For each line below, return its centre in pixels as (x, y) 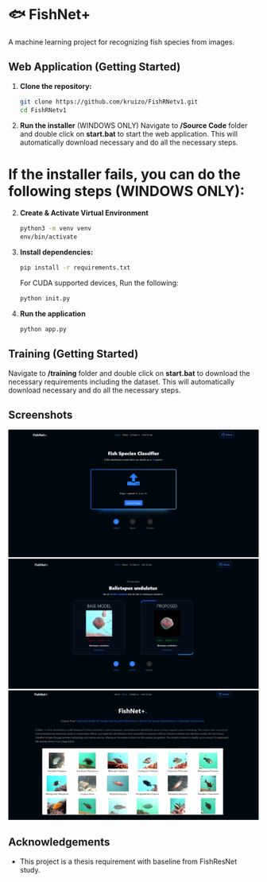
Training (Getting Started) (74, 354)
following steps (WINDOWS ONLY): (126, 191)
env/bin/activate (48, 237)
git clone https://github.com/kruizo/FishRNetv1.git (109, 102)
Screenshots (41, 415)
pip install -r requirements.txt (75, 268)
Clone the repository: (56, 86)
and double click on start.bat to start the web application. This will (129, 133)
